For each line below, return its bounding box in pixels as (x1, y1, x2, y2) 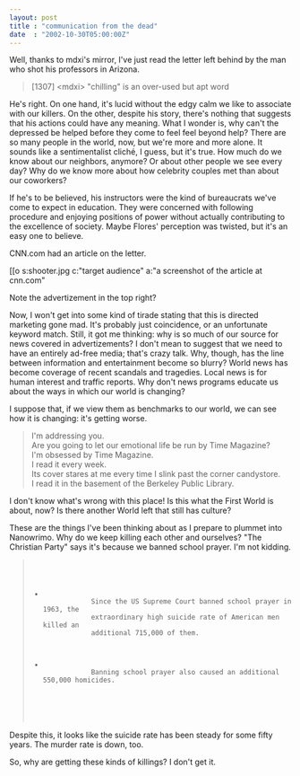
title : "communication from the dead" (9, 22, 159, 31)
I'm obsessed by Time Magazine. (30, 450, 154, 461)
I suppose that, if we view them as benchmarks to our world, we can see (9, 403, 278, 414)
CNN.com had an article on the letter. (9, 248, 147, 259)
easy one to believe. (9, 231, 84, 242)
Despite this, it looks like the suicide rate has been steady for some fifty (9, 729, 273, 741)
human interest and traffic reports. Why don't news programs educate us (9, 376, 279, 387)
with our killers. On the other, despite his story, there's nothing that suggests (9, 109, 292, 119)
